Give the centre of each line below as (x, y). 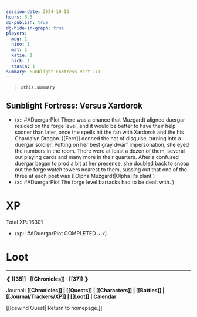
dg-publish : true (27, 22)
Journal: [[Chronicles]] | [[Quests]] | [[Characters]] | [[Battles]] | (85, 290)
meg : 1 (19, 39)
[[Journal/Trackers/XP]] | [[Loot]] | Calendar (61, 296)
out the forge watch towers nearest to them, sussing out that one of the (101, 170)
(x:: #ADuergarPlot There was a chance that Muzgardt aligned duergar (100, 120)
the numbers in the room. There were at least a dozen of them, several (100, 151)
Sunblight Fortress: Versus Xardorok (74, 105)
